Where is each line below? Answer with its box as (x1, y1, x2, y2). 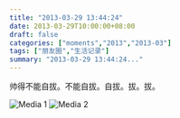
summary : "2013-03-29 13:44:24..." (9, 55, 144, 64)
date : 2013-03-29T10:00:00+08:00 (9, 22, 136, 31)
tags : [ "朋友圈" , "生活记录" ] (9, 47, 110, 56)
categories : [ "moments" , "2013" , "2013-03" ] (9, 38, 172, 48)
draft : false (9, 30, 59, 39)
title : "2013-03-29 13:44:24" (9, 13, 124, 23)
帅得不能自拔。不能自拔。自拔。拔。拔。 (9, 81, 160, 91)
